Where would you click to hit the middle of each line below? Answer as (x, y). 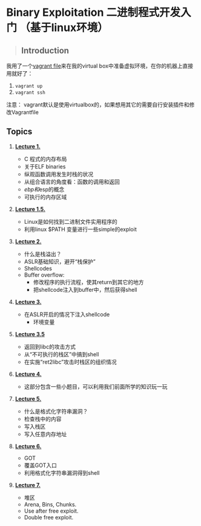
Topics (19, 132)
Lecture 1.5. (30, 209)
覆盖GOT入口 (41, 465)
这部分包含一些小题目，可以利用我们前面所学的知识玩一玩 (96, 386)
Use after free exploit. (51, 511)
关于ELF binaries (45, 166)
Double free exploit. (49, 517)
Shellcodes (38, 268)
